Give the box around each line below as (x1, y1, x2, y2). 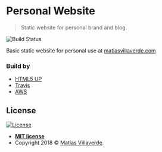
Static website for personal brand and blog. (20, 24, 127, 31)
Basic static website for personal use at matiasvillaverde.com (6, 46, 156, 54)
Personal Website (6, 4, 95, 18)
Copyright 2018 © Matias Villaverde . (14, 139, 104, 147)
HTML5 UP (14, 76, 42, 83)
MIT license (14, 133, 45, 140)
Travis (14, 82, 30, 89)
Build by (6, 61, 30, 70)
